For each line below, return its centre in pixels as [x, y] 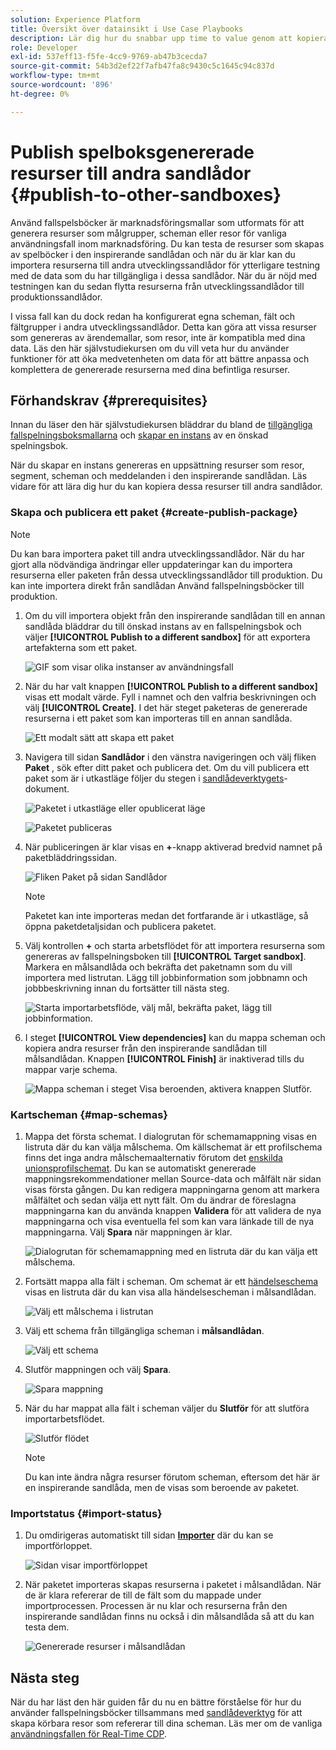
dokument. [47, 788]
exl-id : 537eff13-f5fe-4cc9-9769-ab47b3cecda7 [109, 57]
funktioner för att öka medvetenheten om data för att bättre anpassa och [160, 358]
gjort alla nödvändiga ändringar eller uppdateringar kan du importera [151, 564]
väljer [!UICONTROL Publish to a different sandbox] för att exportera [167, 637]
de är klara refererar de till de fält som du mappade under [143, 1595]
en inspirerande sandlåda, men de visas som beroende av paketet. [162, 1487]
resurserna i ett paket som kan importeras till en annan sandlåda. [158, 718]
